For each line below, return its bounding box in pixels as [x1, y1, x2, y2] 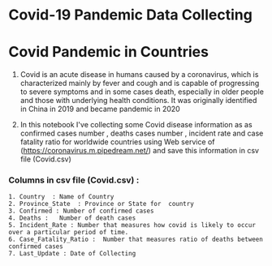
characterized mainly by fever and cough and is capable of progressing [19, 79, 260, 88]
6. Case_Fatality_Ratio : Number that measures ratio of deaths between [8, 235, 264, 244]
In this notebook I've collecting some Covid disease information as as [19, 120, 253, 130]
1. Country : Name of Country [8, 193, 114, 201]
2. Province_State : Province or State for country [8, 200, 195, 208]
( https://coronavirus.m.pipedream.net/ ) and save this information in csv [19, 146, 260, 156]
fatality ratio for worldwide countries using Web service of [19, 137, 215, 147]
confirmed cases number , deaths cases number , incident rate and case [19, 128, 264, 139]
